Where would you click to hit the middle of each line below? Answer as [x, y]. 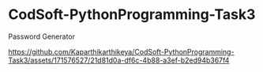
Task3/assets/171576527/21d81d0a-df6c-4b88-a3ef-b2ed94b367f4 [119, 60]
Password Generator [42, 36]
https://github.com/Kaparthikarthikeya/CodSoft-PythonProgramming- [121, 51]
